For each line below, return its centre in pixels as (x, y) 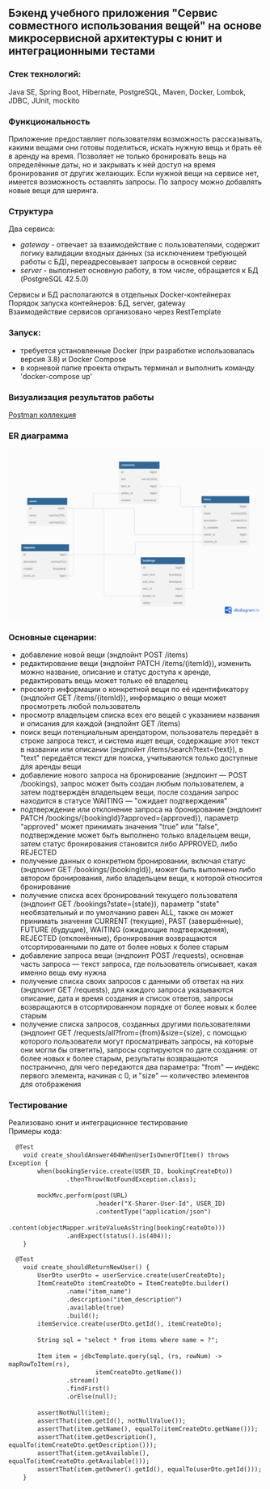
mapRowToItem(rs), (39, 1365)
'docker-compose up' (56, 376)
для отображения (51, 1084)
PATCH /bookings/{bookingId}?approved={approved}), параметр (129, 818)
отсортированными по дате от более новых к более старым (124, 947)
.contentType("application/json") (153, 1212)
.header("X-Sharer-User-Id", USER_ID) (160, 1204)
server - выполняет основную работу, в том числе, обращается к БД (139, 271)
